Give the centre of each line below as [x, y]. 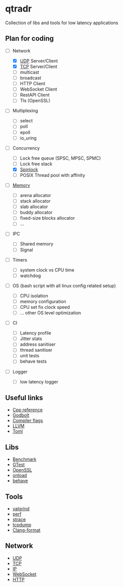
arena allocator [35, 195]
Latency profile [35, 333]
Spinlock [29, 169]
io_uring [28, 138]
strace [19, 519]
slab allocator [34, 207]
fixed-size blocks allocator [47, 218]
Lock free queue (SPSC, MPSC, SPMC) [60, 158]
